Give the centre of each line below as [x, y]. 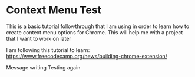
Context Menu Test [54, 10]
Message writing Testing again [43, 67]
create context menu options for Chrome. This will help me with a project [95, 32]
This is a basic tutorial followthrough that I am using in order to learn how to [98, 26]
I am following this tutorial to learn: [48, 50]
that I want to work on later [39, 38]
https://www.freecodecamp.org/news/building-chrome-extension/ [87, 56]
